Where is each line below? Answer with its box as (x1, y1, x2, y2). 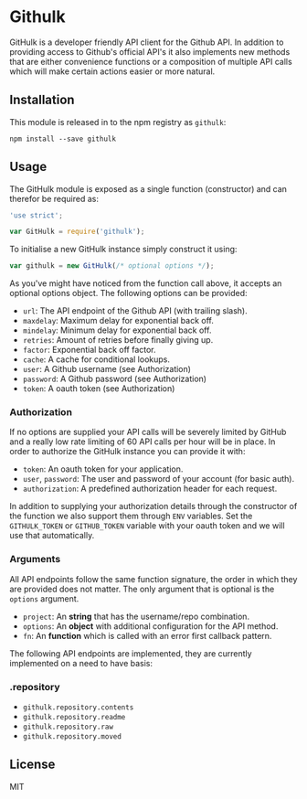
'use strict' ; (9, 210, 64, 220)
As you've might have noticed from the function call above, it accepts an (9, 278, 282, 289)
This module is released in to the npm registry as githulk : (9, 116, 227, 127)
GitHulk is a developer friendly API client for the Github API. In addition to (9, 37, 284, 48)
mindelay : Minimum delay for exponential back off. (22, 325, 212, 336)
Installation (9, 92, 75, 108)
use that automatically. (9, 530, 95, 541)
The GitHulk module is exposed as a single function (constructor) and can (9, 183, 288, 194)
